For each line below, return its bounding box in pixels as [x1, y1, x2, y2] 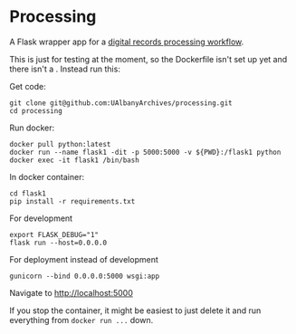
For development [9, 213, 73, 224]
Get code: [9, 81, 47, 91]
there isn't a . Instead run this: [9, 63, 120, 74]
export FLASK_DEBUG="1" [9, 230, 100, 239]
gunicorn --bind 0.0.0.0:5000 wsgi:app [9, 272, 160, 281]
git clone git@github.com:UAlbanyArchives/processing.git [9, 98, 233, 108]
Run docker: [9, 122, 55, 133]
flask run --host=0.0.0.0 [9, 238, 107, 247]
